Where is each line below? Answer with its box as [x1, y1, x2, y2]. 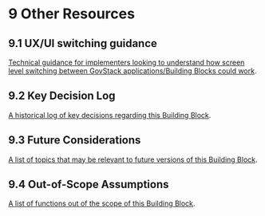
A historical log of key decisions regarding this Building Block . [8, 110, 212, 120]
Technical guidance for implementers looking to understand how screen [8, 57, 245, 67]
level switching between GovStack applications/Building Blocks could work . [8, 66, 257, 76]
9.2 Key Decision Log [8, 89, 116, 103]
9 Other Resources [8, 5, 136, 23]
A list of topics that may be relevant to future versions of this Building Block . [8, 155, 258, 164]
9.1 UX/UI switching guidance [8, 37, 158, 50]
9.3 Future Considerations [8, 133, 141, 147]
